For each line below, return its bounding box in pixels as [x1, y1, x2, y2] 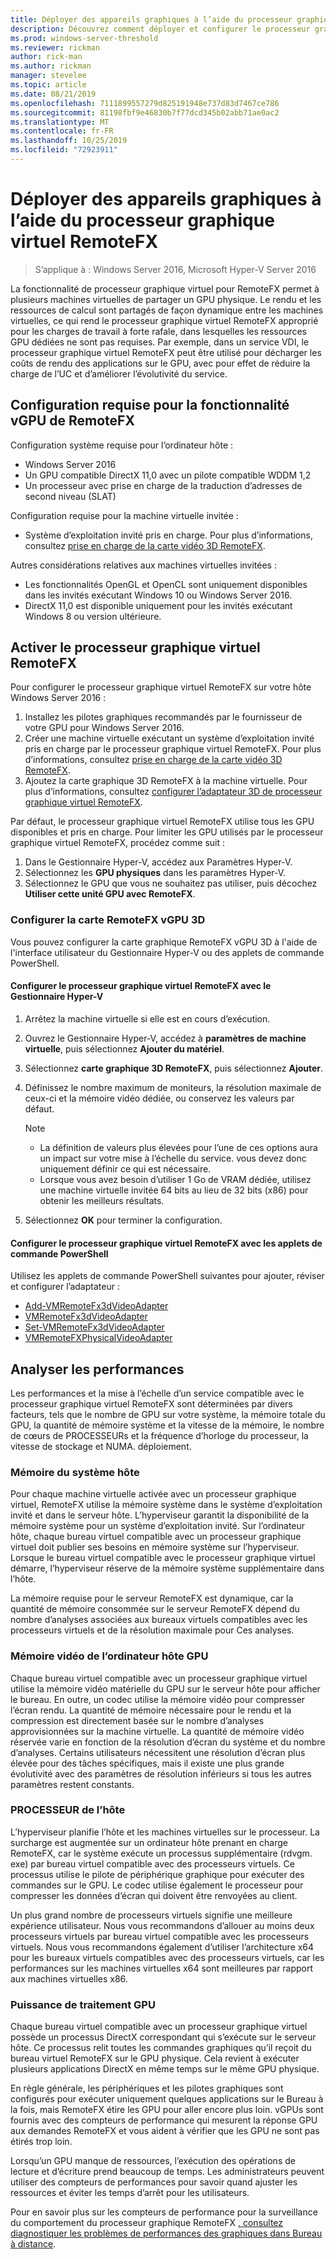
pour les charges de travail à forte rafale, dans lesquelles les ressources [10, 325, 307, 337]
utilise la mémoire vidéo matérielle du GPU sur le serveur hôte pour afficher [10, 1682, 321, 1695]
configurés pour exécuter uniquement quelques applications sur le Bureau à [10, 2093, 324, 2105]
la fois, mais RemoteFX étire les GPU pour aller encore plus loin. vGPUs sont [10, 2104, 324, 2116]
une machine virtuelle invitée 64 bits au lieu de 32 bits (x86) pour [39, 1184, 309, 1196]
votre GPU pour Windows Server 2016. [24, 722, 185, 734]
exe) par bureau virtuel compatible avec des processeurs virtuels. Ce [10, 1857, 295, 1870]
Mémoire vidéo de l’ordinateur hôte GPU [10, 1649, 209, 1663]
